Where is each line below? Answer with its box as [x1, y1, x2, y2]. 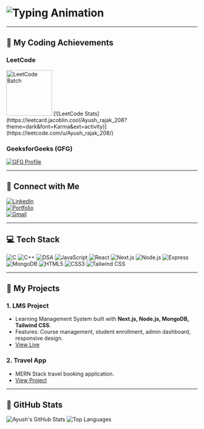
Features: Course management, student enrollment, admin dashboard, [15, 328, 191, 336]
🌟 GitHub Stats [6, 399, 63, 410]
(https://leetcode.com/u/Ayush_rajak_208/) [6, 129, 114, 137]
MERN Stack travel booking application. [15, 370, 114, 377]
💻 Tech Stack [6, 234, 60, 245]
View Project [15, 376, 47, 383]
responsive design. [15, 334, 63, 342]
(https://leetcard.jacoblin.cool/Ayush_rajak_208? [6, 116, 127, 124]
